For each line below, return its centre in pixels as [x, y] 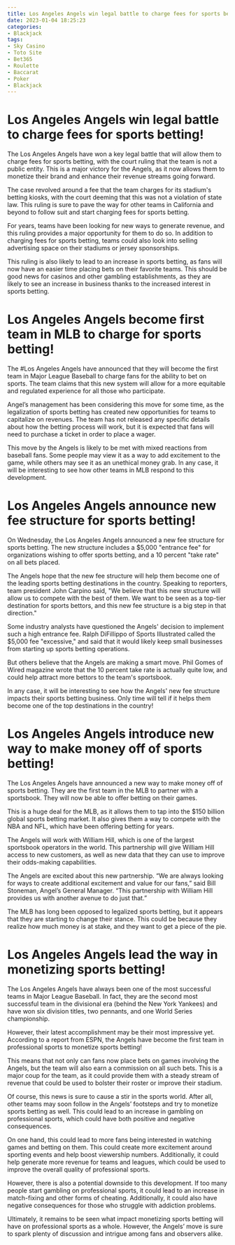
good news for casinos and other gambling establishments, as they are [109, 276]
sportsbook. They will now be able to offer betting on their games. [102, 798]
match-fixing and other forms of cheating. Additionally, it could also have [112, 1197]
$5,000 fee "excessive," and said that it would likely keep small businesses [115, 641]
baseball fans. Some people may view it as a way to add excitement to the [114, 455]
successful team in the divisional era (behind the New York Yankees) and [113, 1004]
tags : [15, 40]
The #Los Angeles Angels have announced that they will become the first [113, 369]
